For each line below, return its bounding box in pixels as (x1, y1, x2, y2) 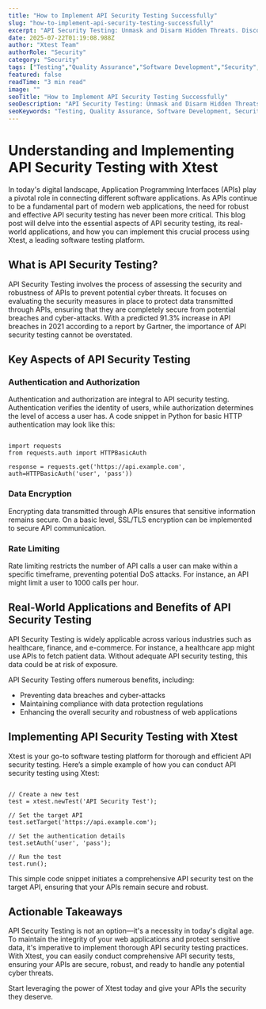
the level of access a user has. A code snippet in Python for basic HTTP (8, 412, 243, 421)
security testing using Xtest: (8, 768, 101, 777)
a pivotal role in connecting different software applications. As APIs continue (8, 193, 258, 202)
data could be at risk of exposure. (8, 659, 119, 669)
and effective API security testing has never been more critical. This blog (8, 209, 245, 219)
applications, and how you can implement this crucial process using (28, 227, 250, 236)
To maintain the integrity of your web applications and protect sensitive (8, 934, 241, 944)
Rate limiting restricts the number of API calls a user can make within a (8, 561, 238, 571)
